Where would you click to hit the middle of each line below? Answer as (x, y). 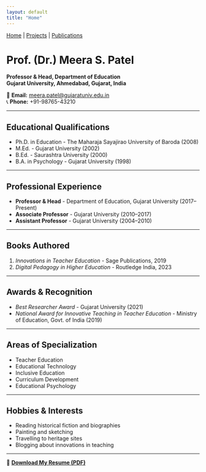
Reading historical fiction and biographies (68, 425)
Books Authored (38, 246)
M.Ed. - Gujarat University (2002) (57, 148)
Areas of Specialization (52, 345)
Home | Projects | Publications (44, 35)
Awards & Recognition (49, 292)
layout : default (27, 12)
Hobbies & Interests (45, 410)
